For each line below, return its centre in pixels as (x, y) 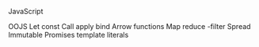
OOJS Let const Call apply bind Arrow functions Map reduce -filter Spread (129, 26)
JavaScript (26, 11)
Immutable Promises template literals (69, 35)
